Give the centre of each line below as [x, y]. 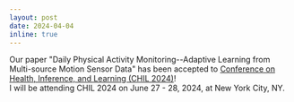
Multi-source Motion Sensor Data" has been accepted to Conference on [143, 69]
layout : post [34, 17]
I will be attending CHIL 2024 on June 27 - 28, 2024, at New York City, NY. [147, 88]
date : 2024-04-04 [42, 26]
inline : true [34, 34]
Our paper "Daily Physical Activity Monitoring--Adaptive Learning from [140, 60]
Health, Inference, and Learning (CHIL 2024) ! [93, 79]
